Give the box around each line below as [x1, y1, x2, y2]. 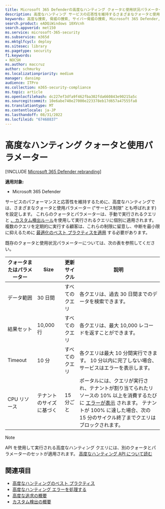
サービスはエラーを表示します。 [79, 364, 153, 371]
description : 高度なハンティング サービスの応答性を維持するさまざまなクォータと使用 [5, 12, 160, 17]
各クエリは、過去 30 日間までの [79, 291, 153, 298]
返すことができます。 [89, 329, 138, 336]
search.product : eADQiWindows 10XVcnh [5, 21, 84, 26]
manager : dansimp [5, 76, 41, 81]
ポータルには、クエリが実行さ [79, 377, 149, 384]
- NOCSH [5, 58, 21, 62]
